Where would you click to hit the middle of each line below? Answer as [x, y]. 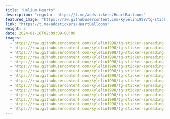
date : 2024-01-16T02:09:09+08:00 [40, 33]
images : [13, 38]
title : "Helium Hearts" [30, 10]
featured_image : [22, 19]
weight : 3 [16, 29]
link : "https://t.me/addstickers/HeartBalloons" [57, 24]
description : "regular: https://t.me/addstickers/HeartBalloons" [75, 15]
